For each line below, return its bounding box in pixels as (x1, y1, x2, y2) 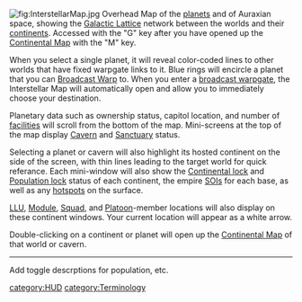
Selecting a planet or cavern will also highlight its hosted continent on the (9, 147, 280, 157)
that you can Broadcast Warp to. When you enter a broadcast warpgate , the (9, 74, 290, 84)
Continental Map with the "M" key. (9, 37, 137, 48)
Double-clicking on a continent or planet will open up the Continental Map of (9, 229, 293, 240)
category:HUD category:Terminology (9, 282, 147, 292)
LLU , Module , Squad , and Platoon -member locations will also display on (9, 202, 276, 213)
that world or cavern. (9, 239, 87, 249)
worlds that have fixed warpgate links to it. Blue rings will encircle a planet (9, 64, 284, 75)
